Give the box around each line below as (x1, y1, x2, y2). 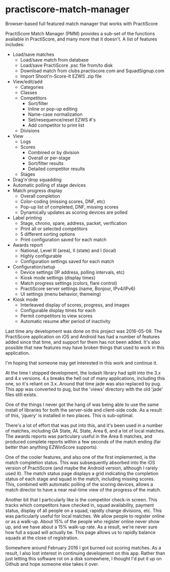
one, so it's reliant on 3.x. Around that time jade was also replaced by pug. (5, 380, 161, 386)
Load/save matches (12, 51, 55, 57)
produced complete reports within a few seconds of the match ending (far (5, 438, 161, 444)
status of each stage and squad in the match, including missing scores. (5, 476, 155, 482)
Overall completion (20, 193, 60, 199)
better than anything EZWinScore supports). (5, 444, 98, 450)
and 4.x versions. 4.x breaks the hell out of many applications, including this (5, 375, 165, 381)
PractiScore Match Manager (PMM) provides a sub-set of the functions (5, 30, 155, 36)
